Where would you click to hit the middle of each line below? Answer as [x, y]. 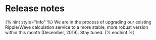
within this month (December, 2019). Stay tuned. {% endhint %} [70, 32]
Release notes [35, 9]
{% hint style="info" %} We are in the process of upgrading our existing [78, 22]
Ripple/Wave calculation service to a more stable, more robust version [77, 27]
